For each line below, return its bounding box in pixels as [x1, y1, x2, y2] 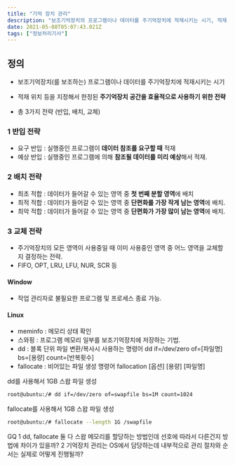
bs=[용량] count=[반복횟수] [17, 353, 95, 362]
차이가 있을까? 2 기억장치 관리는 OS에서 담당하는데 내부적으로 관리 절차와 [20, 441, 221, 450]
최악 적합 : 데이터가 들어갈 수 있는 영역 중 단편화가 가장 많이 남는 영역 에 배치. [17, 207, 226, 215]
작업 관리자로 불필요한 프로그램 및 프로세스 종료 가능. [17, 294, 162, 303]
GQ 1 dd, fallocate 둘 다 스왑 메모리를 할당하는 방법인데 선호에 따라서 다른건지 [7, 433, 221, 441]
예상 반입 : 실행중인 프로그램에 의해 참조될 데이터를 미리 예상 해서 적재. [17, 152, 208, 162]
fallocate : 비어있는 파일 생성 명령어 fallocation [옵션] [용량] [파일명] [17, 362, 206, 371]
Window [7, 277, 33, 286]
